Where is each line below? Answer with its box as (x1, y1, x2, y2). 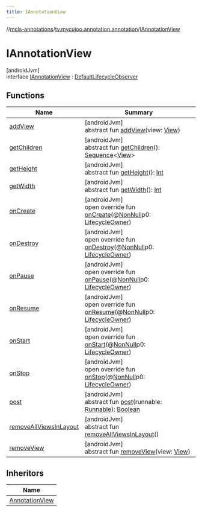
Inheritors (6, 468, 44, 478)
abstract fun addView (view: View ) (84, 126, 180, 135)
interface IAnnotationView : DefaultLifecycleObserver (6, 73, 138, 80)
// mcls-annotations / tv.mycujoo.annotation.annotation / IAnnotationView (6, 25, 180, 33)
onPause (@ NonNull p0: (84, 275, 150, 284)
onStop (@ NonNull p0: (84, 373, 145, 381)
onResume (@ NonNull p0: (84, 308, 155, 316)
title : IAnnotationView (6, 8, 66, 15)
